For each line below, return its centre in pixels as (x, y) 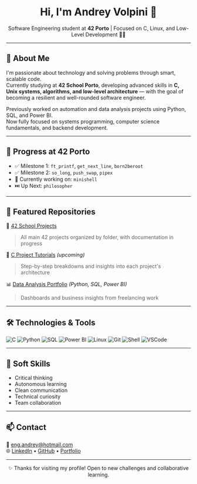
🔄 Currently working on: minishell (56, 179)
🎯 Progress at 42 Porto (48, 152)
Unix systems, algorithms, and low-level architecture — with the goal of (95, 91)
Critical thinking (33, 378)
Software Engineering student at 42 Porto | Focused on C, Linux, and (91, 28)
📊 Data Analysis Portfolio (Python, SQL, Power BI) (67, 284)
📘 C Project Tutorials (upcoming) (45, 255)
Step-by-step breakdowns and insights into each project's (91, 266)
